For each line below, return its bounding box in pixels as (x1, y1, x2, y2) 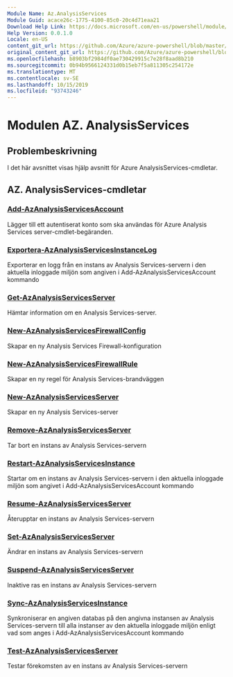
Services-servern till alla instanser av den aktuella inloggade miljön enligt (7, 621, 216, 630)
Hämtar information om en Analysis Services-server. (7, 308, 157, 317)
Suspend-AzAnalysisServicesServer (7, 565, 134, 575)
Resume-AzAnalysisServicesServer (7, 499, 132, 508)
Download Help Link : (7, 23, 67, 30)
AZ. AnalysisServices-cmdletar (7, 183, 147, 195)
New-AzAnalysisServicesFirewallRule (7, 359, 138, 369)
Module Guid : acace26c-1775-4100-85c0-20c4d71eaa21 (7, 17, 159, 24)
